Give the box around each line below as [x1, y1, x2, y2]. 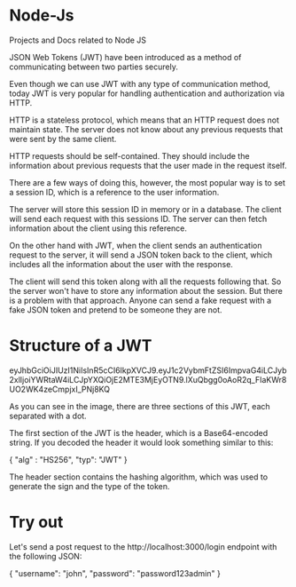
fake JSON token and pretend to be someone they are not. [9, 304, 223, 315]
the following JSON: [9, 551, 82, 561]
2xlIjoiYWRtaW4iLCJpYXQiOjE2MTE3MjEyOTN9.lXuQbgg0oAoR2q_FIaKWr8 [9, 374, 287, 385]
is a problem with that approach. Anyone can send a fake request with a [9, 295, 272, 305]
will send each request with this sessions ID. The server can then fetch [9, 213, 268, 224]
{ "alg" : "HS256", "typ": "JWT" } [9, 454, 129, 464]
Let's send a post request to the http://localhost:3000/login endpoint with [9, 541, 277, 551]
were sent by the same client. [9, 133, 117, 144]
